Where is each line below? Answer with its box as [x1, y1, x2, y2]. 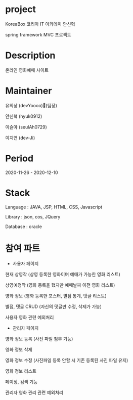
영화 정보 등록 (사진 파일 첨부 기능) [5, 335, 73, 342]
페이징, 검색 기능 [5, 378, 38, 385]
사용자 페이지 [12, 260, 39, 266]
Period [5, 153, 34, 164]
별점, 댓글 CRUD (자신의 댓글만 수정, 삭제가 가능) [5, 303, 102, 309]
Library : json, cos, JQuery [5, 213, 61, 219]
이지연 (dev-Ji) [5, 135, 35, 141]
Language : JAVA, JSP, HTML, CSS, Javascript [5, 204, 103, 210]
